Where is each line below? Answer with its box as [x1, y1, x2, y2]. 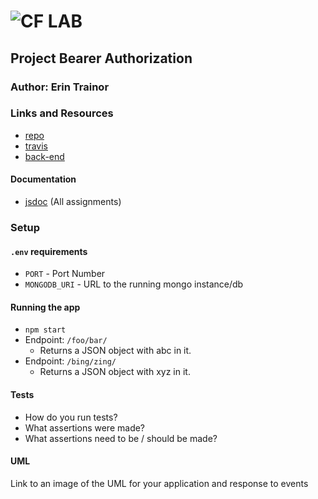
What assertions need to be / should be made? [24, 432, 218, 444]
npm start [24, 325, 67, 335]
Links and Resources [10, 106, 114, 120]
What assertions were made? [24, 421, 146, 434]
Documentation [10, 173, 77, 185]
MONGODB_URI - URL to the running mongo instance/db [24, 278, 244, 290]
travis [24, 140, 48, 152]
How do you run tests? [24, 411, 118, 423]
